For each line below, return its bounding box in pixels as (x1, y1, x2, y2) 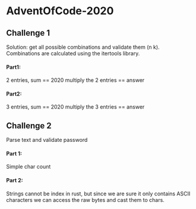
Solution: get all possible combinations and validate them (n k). (6, 43, 160, 50)
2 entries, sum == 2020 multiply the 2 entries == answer (6, 77, 145, 84)
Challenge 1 (6, 28, 50, 38)
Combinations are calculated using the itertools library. (6, 50, 140, 57)
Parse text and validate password (6, 137, 88, 144)
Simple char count (6, 163, 51, 170)
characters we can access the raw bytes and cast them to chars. (6, 196, 165, 203)
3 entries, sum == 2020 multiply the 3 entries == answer (6, 103, 145, 110)
